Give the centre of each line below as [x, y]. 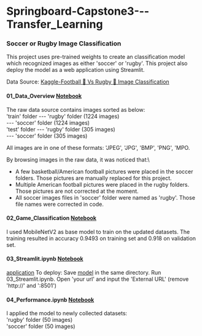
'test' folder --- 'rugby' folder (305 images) [61, 129]
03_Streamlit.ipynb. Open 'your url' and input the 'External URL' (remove [98, 279]
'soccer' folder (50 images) [41, 326]
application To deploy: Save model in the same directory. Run [84, 273]
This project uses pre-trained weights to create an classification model [96, 57]
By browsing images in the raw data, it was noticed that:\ [78, 159]
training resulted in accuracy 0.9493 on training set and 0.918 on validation [101, 238]
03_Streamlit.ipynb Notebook [45, 259]
